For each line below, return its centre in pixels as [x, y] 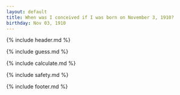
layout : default [27, 12]
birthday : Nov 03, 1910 [36, 23]
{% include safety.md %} [37, 75]
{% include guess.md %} [37, 52]
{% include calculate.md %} [41, 63]
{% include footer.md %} [37, 87]
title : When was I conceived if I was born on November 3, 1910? [90, 17]
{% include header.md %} [38, 40]
